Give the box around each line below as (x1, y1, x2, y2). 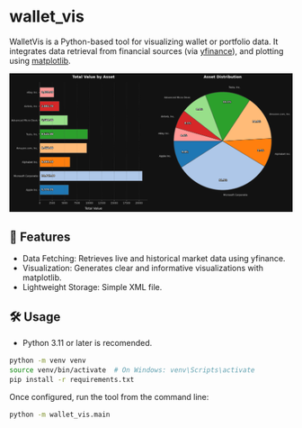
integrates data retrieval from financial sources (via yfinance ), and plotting (9, 45, 284, 56)
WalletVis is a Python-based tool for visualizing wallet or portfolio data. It (9, 36, 279, 47)
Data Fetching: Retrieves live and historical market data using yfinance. (22, 253, 286, 264)
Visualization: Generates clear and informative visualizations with (22, 263, 263, 274)
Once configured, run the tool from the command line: (9, 391, 209, 402)
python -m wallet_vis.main (9, 410, 111, 419)
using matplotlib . (9, 55, 71, 66)
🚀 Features (9, 229, 71, 244)
